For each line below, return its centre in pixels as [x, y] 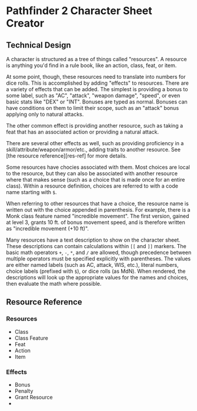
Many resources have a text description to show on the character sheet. [93, 240]
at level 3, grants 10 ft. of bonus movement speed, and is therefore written [96, 222]
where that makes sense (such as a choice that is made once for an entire [96, 180]
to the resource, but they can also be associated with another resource [92, 173]
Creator [25, 23]
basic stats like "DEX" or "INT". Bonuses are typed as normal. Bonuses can [97, 102]
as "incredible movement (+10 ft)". [48, 228]
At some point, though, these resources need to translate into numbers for [96, 77]
